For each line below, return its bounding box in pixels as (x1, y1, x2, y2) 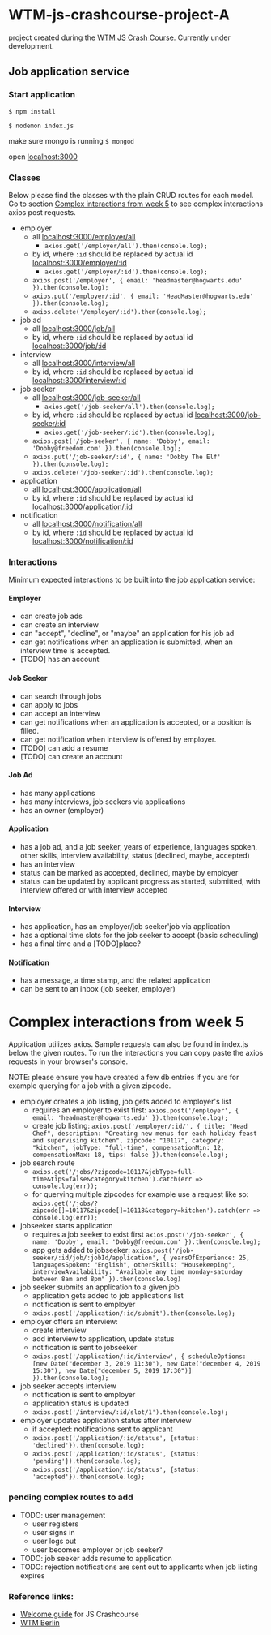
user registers (32, 1519, 79, 1529)
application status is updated (32, 1398, 129, 1409)
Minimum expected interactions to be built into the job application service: (8, 574, 256, 585)
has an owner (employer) (19, 805, 104, 815)
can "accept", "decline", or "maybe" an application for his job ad (19, 629, 235, 639)
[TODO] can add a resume (19, 742, 108, 752)
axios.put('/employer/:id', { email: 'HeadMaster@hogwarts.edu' (32, 292, 254, 300)
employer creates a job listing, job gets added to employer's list (19, 1097, 232, 1107)
